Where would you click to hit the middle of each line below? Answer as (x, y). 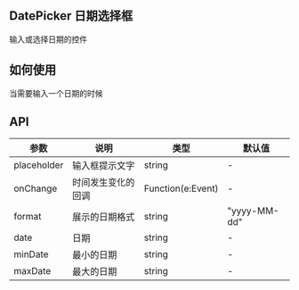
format (28, 217)
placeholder (39, 165)
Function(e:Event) (181, 188)
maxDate (32, 271)
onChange (36, 188)
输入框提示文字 (104, 166)
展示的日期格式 (104, 217)
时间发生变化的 (104, 183)
